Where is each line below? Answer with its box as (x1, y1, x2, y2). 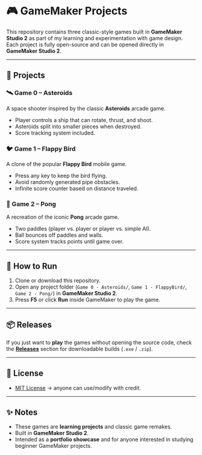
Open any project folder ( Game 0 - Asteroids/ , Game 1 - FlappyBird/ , (14, 283, 188, 291)
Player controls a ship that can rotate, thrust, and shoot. (14, 116, 153, 123)
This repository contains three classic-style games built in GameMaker (6, 28, 182, 35)
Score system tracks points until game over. (14, 238, 124, 245)
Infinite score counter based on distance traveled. (14, 185, 139, 192)
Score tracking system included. (14, 129, 96, 136)
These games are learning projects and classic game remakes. (14, 423, 173, 430)
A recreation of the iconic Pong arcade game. (6, 213, 119, 221)
